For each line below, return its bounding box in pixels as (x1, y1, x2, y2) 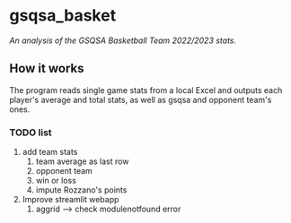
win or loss (35, 176, 76, 186)
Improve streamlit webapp (22, 194, 119, 205)
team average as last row (35, 156, 129, 167)
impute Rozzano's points (35, 184, 128, 195)
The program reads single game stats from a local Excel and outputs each (9, 84, 283, 95)
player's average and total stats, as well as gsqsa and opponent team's (9, 94, 272, 105)
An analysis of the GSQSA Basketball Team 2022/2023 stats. (9, 35, 237, 46)
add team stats (22, 147, 78, 158)
